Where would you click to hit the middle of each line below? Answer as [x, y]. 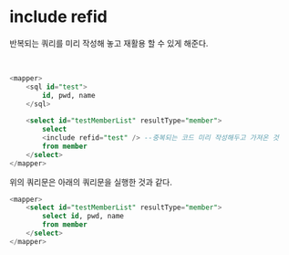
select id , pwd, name [83, 217]
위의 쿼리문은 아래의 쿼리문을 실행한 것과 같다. [91, 182]
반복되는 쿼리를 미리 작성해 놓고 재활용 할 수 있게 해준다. [109, 43]
